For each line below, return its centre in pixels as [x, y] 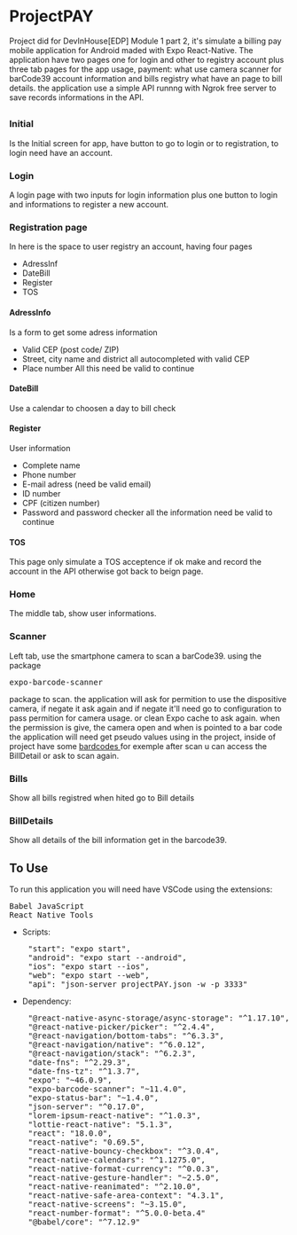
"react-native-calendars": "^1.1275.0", [117, 1160]
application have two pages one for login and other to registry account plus [147, 59]
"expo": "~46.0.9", [70, 1080]
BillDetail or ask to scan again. [64, 755]
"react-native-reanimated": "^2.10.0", [114, 1187]
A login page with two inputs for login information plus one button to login [144, 195]
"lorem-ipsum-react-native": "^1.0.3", [114, 1116]
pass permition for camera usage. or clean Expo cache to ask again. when [145, 718]
